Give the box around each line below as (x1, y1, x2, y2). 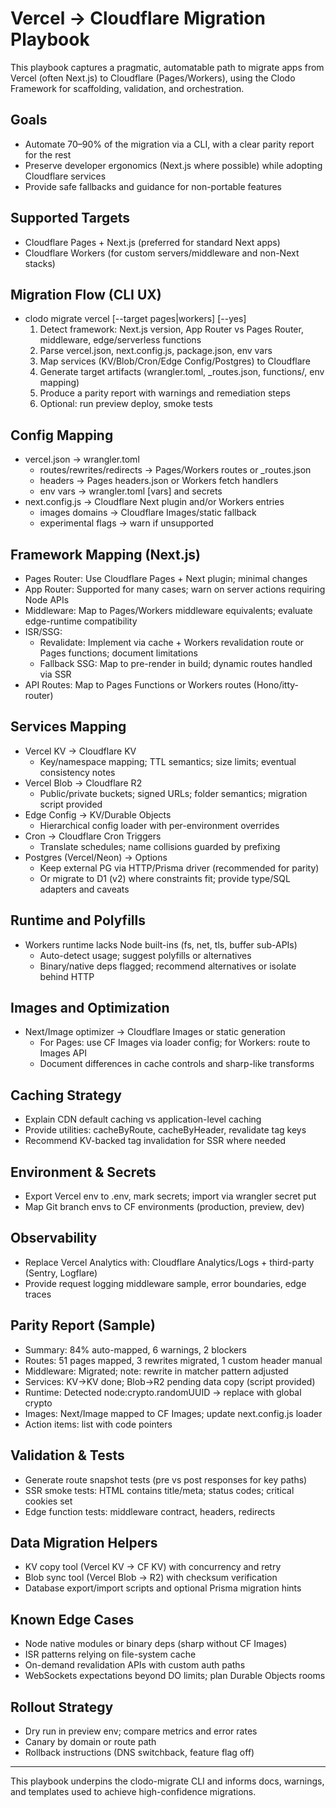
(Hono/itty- (253, 679, 300, 691)
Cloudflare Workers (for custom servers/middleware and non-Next (24, 247, 300, 259)
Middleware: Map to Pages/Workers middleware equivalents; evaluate (24, 605, 313, 616)
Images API (39, 1047, 87, 1059)
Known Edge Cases (10, 1611, 135, 1628)
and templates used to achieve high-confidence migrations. (10, 1785, 257, 1797)
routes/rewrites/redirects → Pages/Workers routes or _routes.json (39, 464, 312, 476)
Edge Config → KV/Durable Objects (24, 808, 172, 821)
